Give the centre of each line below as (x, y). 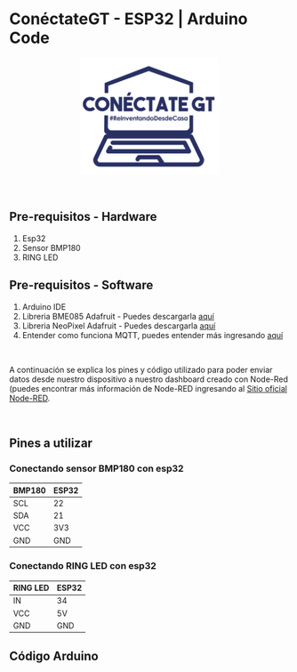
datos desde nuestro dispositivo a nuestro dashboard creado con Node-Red (149, 379)
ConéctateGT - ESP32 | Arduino (128, 19)
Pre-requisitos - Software (81, 285)
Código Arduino (54, 656)
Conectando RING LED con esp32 (83, 566)
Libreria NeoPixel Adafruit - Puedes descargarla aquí (119, 326)
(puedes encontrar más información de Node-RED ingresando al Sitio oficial (148, 388)
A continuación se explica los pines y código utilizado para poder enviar (141, 369)
